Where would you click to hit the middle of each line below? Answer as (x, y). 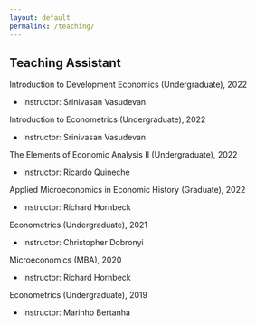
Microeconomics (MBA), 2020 (66, 260)
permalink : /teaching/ (52, 26)
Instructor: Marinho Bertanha (76, 312)
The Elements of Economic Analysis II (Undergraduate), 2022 (123, 155)
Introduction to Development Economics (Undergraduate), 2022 (128, 85)
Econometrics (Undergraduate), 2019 (78, 295)
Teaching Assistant (65, 63)
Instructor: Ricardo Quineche (76, 172)
